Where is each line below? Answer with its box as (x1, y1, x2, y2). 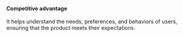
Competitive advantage (6, 5, 68, 12)
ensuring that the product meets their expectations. (6, 24, 136, 32)
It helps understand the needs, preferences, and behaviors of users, (6, 18, 178, 25)
